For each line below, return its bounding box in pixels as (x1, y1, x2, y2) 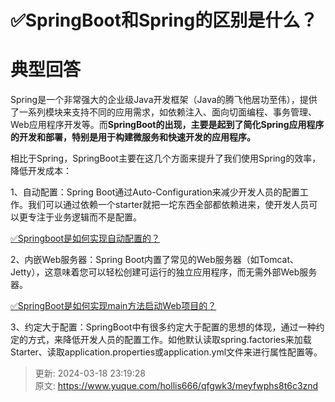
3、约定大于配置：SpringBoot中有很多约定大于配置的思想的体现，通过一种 (10, 321, 317, 333)
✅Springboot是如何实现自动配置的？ (10, 232, 160, 245)
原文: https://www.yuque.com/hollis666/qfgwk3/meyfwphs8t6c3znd (34, 380, 319, 392)
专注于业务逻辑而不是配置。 (27, 211, 142, 223)
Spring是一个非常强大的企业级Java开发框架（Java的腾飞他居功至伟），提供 (10, 94, 318, 106)
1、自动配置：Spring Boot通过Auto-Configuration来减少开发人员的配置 (10, 186, 300, 198)
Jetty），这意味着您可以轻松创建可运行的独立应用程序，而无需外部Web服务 (10, 266, 318, 278)
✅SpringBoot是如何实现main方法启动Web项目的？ (10, 300, 217, 312)
